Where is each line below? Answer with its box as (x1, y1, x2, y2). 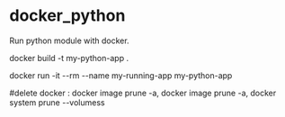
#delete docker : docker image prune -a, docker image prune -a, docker (9, 87, 277, 98)
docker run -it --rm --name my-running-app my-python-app (9, 69, 233, 81)
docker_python (9, 5, 126, 26)
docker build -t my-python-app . (9, 52, 129, 63)
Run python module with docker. (9, 35, 129, 46)
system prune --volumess (9, 96, 105, 108)
